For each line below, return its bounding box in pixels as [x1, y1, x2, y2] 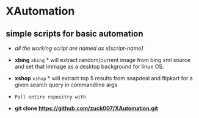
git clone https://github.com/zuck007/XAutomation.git [14, 105, 158, 112]
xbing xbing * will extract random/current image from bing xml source [14, 57, 190, 63]
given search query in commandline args [14, 81, 118, 88]
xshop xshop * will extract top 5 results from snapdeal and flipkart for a [14, 75, 193, 82]
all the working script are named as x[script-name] [14, 44, 143, 52]
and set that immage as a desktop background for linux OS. [14, 63, 164, 70]
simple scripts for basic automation [5, 29, 144, 39]
